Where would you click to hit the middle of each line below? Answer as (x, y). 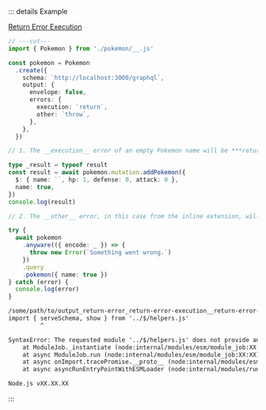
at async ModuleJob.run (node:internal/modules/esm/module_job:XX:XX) (141, 355)
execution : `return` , (72, 107)
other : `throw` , (63, 114)
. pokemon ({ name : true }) (65, 275)
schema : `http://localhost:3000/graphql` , (93, 78)
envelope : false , (58, 93)
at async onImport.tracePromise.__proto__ (93, 362)
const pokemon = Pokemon (49, 63)
